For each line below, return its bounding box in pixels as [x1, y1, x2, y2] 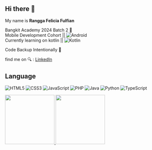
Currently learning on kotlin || [5, 37, 64, 43]
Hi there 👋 [5, 5, 35, 13]
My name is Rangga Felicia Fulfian [5, 17, 75, 23]
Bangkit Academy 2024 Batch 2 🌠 [5, 27, 73, 33]
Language [5, 72, 36, 80]
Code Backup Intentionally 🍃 [5, 46, 62, 52]
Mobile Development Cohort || [5, 32, 65, 38]
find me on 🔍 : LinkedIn [5, 56, 52, 62]
